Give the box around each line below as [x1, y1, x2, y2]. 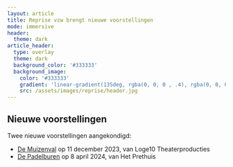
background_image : [13, 68, 67, 75]
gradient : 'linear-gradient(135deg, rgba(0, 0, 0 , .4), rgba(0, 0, [19, 81, 222, 88]
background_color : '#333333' [13, 62, 98, 69]
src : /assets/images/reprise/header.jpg [19, 87, 138, 94]
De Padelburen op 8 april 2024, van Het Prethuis [17, 152, 156, 160]
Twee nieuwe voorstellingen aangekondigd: [7, 131, 132, 139]
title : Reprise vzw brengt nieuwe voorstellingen [7, 17, 154, 24]
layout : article [7, 10, 54, 17]
